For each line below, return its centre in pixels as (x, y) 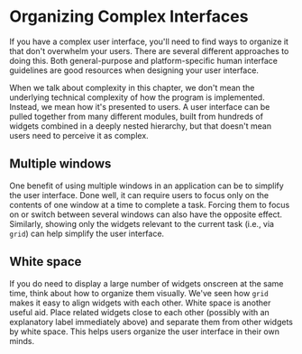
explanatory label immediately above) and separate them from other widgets (151, 322)
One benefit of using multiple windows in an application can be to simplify (146, 186)
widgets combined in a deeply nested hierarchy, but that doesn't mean (141, 126)
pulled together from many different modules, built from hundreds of (137, 116)
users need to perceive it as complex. (79, 135)
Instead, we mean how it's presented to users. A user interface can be (140, 106)
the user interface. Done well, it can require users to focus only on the (139, 195)
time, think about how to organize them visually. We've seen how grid (139, 293)
